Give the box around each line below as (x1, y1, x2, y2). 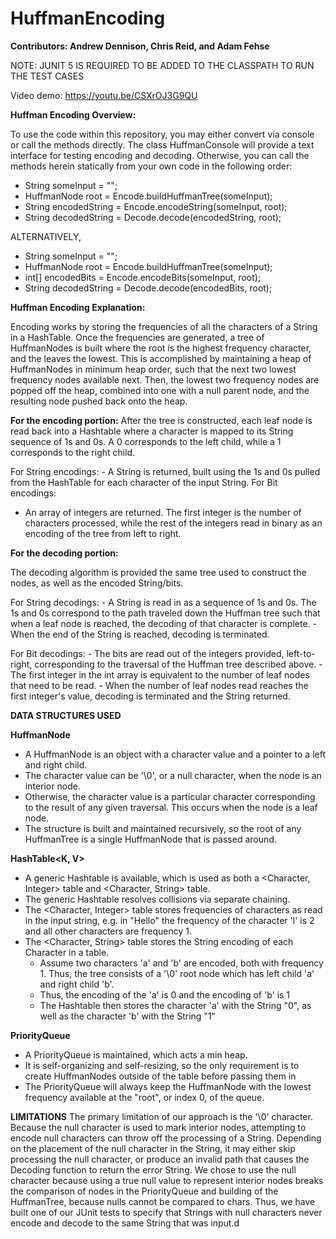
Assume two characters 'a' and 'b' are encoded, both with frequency (39, 957, 324, 969)
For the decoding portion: (10, 547, 119, 559)
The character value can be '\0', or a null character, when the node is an (24, 769, 322, 781)
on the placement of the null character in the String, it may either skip (10, 1142, 296, 1154)
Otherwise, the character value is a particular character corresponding (24, 790, 316, 802)
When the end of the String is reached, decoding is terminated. (10, 628, 270, 640)
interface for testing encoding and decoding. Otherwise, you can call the (10, 149, 310, 161)
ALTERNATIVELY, (10, 230, 82, 242)
